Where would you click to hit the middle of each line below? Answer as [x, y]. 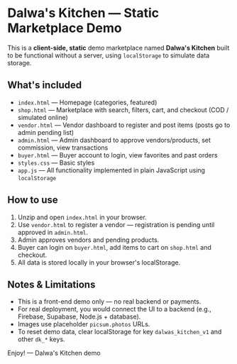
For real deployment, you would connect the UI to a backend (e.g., [114, 309]
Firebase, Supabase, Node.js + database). [79, 316]
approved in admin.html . [53, 232]
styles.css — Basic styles [56, 162]
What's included [45, 86]
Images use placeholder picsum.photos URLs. [84, 324]
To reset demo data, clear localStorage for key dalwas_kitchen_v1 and [120, 332]
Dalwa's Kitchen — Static [83, 13]
